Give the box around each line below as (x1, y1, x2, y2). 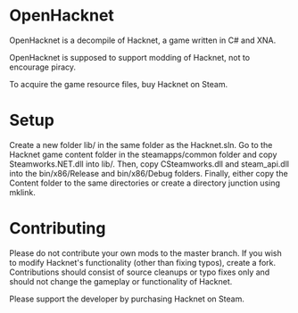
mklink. (9, 186, 36, 197)
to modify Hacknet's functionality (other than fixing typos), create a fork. (9, 257, 277, 268)
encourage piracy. (9, 62, 77, 72)
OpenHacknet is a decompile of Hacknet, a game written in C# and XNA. (9, 35, 277, 45)
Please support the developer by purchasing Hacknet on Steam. (9, 293, 245, 304)
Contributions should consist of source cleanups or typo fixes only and (9, 267, 270, 277)
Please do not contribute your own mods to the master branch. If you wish (9, 247, 283, 259)
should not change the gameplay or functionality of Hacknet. (9, 276, 233, 286)
